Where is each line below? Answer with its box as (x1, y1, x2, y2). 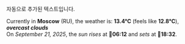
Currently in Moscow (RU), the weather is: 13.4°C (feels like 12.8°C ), (6, 18, 179, 24)
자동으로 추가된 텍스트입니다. (6, 5, 75, 12)
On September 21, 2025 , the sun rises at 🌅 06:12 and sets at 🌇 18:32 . (6, 31, 177, 38)
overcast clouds (6, 24, 49, 31)
